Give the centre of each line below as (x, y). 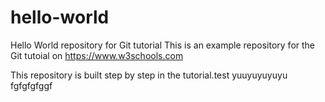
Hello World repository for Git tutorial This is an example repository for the (163, 45)
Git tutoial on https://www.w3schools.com (97, 55)
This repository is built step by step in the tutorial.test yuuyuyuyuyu (149, 75)
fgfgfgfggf (31, 85)
